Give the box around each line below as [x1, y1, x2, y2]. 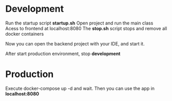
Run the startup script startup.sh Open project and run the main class [5, 20, 154, 26]
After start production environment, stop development [5, 50, 121, 57]
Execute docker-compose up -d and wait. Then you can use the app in [5, 85, 155, 91]
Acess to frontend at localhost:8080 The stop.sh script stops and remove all [5, 25, 167, 31]
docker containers [5, 31, 44, 37]
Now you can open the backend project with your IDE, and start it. [5, 40, 145, 46]
